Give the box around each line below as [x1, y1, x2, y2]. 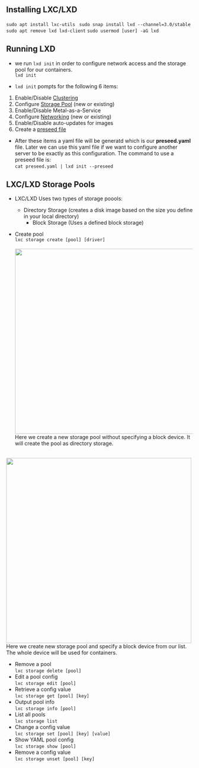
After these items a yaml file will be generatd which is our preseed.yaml [14, 137, 191, 144]
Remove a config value [14, 749, 71, 756]
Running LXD [6, 44, 56, 54]
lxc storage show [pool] [14, 744, 76, 750]
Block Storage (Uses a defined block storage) [32, 219, 144, 226]
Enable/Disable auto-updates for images [14, 119, 114, 126]
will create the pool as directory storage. [14, 440, 114, 447]
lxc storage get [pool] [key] [14, 693, 90, 699]
